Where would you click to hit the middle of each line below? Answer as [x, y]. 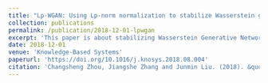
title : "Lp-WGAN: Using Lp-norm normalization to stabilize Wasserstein [132, 15]
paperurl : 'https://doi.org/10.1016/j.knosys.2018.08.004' [108, 60]
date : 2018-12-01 [37, 45]
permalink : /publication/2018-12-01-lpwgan [82, 30]
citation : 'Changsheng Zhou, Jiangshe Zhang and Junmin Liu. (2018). [126, 67]
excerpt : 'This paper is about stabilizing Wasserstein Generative [123, 38]
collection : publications [51, 23]
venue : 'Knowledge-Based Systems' [66, 52]
